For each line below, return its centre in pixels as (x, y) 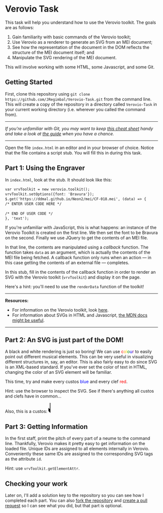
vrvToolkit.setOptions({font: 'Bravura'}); (50, 194)
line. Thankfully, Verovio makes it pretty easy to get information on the (75, 444)
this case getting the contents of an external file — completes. (67, 263)
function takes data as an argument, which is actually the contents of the (78, 252)
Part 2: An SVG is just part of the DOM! (64, 340)
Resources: (17, 300)
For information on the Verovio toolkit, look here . (60, 310)
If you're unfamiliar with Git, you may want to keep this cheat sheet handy (79, 128)
